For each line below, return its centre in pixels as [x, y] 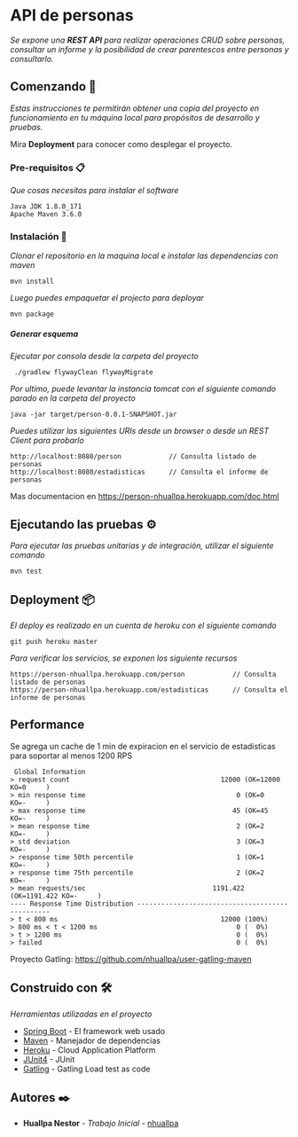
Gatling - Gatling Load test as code [86, 1069]
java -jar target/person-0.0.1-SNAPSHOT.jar [94, 415]
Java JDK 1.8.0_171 [46, 207]
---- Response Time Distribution [72, 904]
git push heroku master [54, 641]
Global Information [50, 772]
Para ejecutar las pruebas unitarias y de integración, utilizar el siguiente [142, 545]
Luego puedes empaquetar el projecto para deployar [107, 298]
